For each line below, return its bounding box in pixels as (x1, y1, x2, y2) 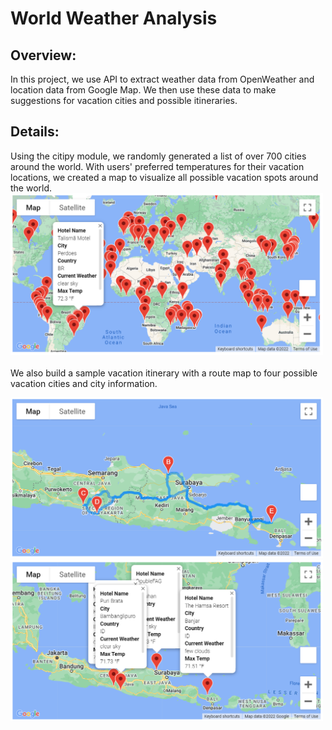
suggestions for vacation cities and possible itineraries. (10, 95, 238, 106)
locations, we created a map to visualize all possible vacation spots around (10, 171, 319, 183)
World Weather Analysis (10, 7, 218, 30)
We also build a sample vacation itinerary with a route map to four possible (10, 367, 318, 379)
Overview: (10, 47, 77, 64)
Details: (10, 123, 60, 141)
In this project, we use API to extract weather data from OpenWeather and (10, 73, 315, 85)
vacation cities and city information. (10, 377, 158, 389)
